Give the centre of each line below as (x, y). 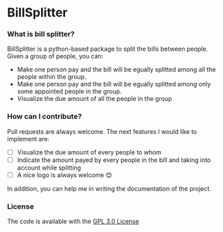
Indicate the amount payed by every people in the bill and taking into (114, 160)
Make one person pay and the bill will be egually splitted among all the (116, 69)
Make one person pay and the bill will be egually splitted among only (114, 84)
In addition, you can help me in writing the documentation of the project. (109, 188)
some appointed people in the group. (69, 91)
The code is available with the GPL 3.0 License (73, 222)
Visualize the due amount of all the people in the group (94, 99)
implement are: (28, 139)
